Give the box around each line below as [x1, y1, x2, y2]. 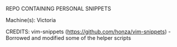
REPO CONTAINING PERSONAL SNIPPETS [5, 5, 111, 12]
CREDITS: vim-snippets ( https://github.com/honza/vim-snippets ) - [5, 28, 171, 35]
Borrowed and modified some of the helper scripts [5, 35, 131, 41]
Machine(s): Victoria [5, 17, 56, 23]
